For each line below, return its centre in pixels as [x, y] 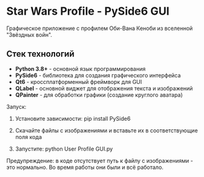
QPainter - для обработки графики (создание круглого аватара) [99, 95]
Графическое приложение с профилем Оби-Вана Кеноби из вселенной [100, 28]
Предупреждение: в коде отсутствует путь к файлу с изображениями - [100, 160]
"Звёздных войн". [29, 34]
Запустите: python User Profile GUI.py [64, 149]
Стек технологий [40, 54]
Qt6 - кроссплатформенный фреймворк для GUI [78, 81]
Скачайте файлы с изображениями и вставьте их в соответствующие [106, 130]
